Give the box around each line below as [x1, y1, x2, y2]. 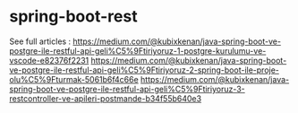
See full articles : [9, 36, 72, 47]
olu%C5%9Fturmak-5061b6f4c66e [9, 74, 139, 84]
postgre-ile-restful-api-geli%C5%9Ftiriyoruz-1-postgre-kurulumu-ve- [9, 45, 267, 56]
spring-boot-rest [9, 6, 138, 27]
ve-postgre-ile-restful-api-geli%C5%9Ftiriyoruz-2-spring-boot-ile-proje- [9, 65, 280, 75]
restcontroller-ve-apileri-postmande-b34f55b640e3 [9, 92, 202, 104]
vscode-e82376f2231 [9, 55, 89, 65]
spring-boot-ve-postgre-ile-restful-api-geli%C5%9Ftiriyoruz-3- [9, 83, 246, 94]
